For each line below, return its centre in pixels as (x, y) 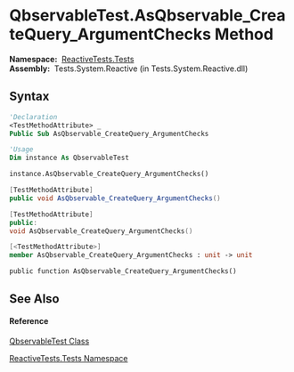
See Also (34, 299)
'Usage (21, 150)
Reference (29, 321)
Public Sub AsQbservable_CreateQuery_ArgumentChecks (109, 133)
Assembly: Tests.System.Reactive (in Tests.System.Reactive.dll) (129, 69)
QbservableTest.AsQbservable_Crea (148, 16)
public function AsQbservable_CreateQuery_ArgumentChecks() (123, 271)
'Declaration (33, 117)
